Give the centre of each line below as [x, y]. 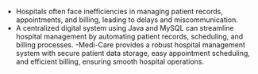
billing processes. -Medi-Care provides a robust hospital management [131, 45]
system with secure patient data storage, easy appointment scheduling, [133, 53]
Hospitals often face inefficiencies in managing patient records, [119, 11]
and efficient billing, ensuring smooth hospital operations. [110, 61]
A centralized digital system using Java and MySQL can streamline [125, 28]
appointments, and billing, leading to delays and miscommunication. [127, 20]
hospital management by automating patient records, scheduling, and [129, 36]
